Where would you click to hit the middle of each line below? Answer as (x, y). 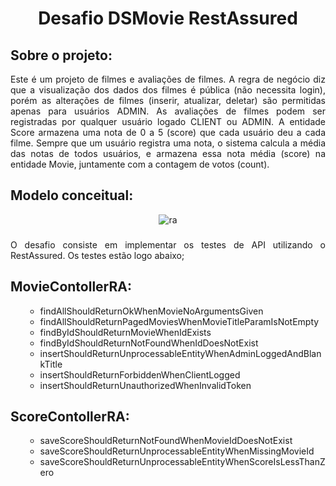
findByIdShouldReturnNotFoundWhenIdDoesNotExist (149, 343)
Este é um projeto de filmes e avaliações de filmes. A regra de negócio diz (168, 79)
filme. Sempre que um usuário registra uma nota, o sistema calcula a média (168, 143)
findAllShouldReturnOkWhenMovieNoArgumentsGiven (151, 311)
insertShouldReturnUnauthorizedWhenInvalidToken (145, 385)
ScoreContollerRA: (70, 416)
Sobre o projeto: (61, 55)
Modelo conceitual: (72, 195)
